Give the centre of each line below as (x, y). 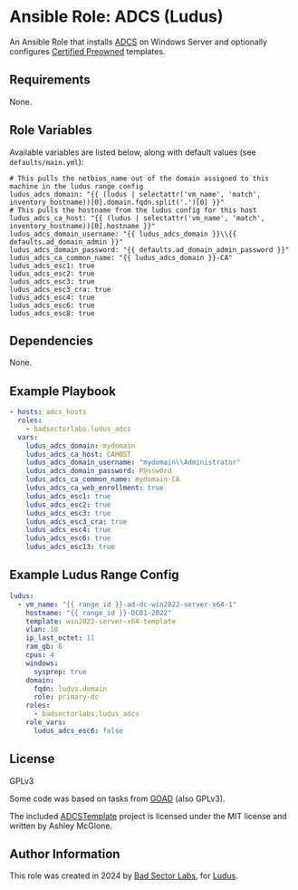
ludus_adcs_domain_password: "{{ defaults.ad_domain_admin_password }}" (149, 250)
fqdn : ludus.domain (70, 689)
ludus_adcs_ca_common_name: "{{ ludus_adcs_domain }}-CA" (121, 257)
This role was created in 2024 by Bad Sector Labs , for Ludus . (124, 875)
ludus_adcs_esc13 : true (71, 547)
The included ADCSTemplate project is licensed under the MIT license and (148, 816)
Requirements (50, 80)
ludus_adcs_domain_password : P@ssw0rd (99, 471)
